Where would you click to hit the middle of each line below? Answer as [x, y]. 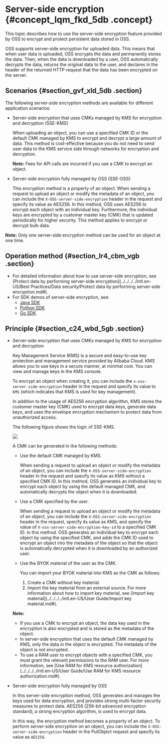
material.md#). [42, 604]
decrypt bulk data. [31, 225]
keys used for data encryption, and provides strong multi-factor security [86, 701]
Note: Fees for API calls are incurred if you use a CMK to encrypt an [82, 164]
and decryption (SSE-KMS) [40, 123]
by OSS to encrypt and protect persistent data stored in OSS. [68, 39]
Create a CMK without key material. [64, 583]
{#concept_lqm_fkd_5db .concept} [79, 20]
